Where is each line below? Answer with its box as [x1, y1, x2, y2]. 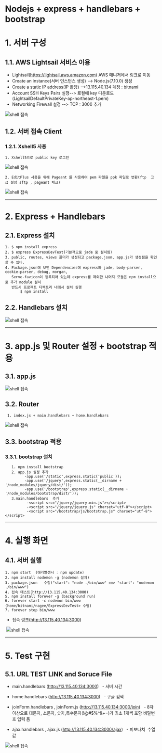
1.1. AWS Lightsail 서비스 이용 [5, 58, 91, 66]
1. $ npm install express [5, 244, 57, 249]
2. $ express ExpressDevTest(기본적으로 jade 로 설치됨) [5, 250, 113, 255]
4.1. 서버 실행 [5, 556, 42, 564]
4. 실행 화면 [5, 535, 48, 546]
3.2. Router [5, 400, 40, 408]
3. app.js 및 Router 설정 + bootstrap [5, 340, 147, 352]
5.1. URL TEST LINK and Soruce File [5, 670, 112, 678]
